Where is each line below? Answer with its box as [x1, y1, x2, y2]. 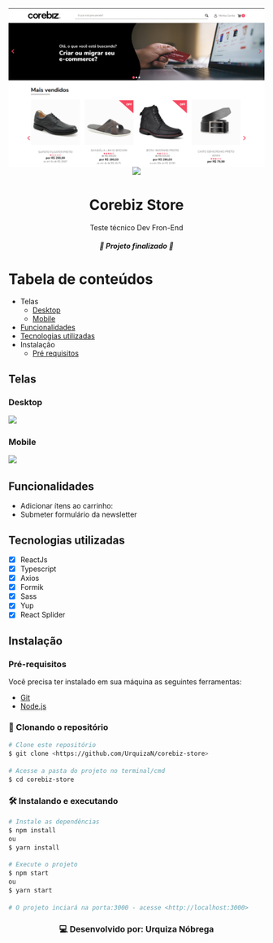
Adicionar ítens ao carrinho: [19, 501, 114, 511]
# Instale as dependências [8, 818, 100, 826]
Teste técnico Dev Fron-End [89, 222, 184, 232]
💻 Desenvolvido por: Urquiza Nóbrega [58, 923, 214, 935]
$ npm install [8, 826, 57, 834]
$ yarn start [8, 887, 53, 895]
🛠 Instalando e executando [8, 795, 119, 806]
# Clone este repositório [8, 741, 96, 749]
